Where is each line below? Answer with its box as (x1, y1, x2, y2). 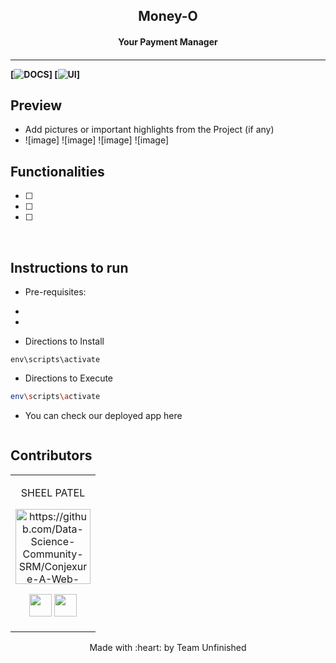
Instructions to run (10, 259, 129, 276)
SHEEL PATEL (20, 485, 86, 499)
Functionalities (10, 163, 105, 180)
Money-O (138, 8, 198, 25)
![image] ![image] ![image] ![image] (24, 134, 169, 146)
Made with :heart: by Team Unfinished (89, 641, 247, 653)
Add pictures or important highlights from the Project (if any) (24, 124, 275, 136)
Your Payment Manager (118, 35, 218, 48)
